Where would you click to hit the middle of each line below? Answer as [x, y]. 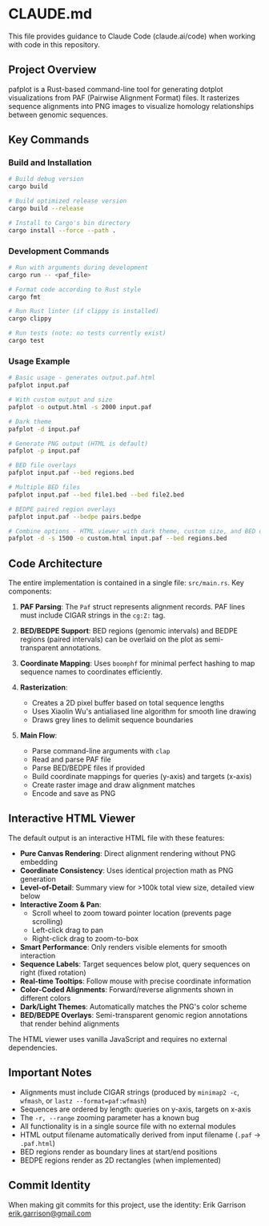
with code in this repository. [54, 44]
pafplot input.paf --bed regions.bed [71, 473]
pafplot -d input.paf [44, 429]
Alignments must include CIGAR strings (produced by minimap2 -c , [130, 1092]
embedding [39, 862]
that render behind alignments [70, 1023]
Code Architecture [55, 563]
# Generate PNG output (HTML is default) [78, 444]
